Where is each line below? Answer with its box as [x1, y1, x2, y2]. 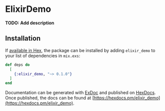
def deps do [5, 62, 30, 67]
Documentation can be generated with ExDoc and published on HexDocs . [5, 90, 156, 96]
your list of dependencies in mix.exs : [5, 53, 81, 58]
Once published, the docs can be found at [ [5, 95, 94, 101]
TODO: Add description [5, 20, 55, 26]
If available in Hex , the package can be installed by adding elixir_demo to [5, 47, 156, 53]
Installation [5, 34, 41, 43]
